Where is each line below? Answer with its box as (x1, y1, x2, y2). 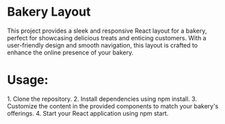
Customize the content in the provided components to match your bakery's (7, 102, 219, 110)
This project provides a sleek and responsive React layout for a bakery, (7, 27, 207, 35)
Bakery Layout (7, 4, 91, 20)
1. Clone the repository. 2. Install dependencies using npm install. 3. (7, 95, 197, 103)
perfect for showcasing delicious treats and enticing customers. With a (7, 33, 207, 42)
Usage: (7, 72, 49, 88)
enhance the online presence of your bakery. (7, 48, 134, 57)
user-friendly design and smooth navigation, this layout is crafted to (7, 41, 198, 49)
